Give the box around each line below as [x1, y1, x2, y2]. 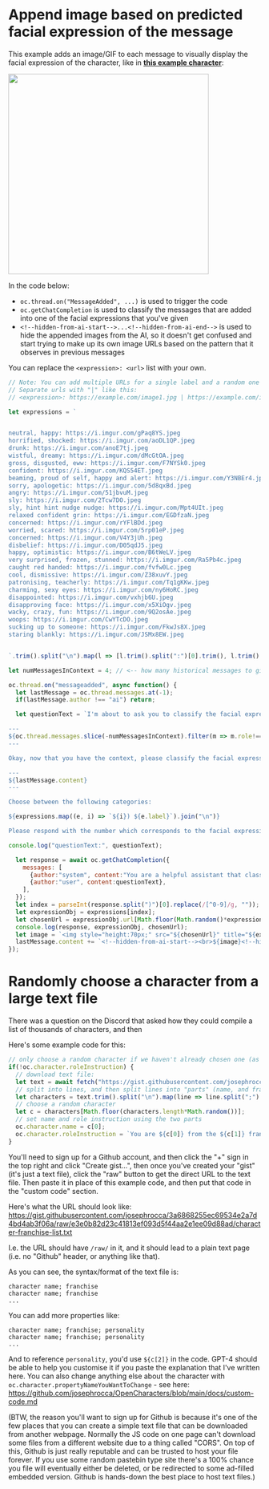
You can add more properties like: [8, 1310, 120, 1320]
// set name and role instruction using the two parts [15, 1115, 203, 1123]
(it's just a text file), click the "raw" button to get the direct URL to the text [8, 1169, 251, 1179]
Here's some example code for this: [8, 1040, 126, 1050]
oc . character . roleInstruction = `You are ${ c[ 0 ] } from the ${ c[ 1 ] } [15, 1130, 246, 1138]
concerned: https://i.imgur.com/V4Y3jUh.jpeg [8, 533, 163, 542]
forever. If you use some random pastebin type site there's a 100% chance [8, 1455, 255, 1464]
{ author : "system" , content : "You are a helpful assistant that [29, 871, 242, 879]
